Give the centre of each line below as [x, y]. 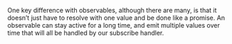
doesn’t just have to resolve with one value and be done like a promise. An [116, 18]
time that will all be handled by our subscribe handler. [86, 33]
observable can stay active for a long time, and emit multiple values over [114, 25]
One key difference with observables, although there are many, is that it [112, 10]
